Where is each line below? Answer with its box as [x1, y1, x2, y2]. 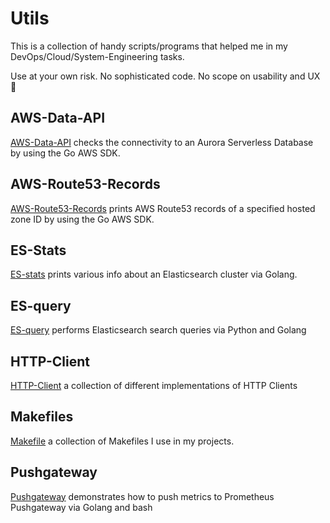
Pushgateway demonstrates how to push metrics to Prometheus [10, 490, 275, 502]
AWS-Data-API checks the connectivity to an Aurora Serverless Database [10, 136, 314, 148]
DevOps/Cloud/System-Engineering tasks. [10, 50, 185, 62]
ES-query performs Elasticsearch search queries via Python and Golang [10, 324, 307, 336]
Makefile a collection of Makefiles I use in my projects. [10, 435, 235, 447]
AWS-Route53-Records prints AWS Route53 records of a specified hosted [10, 202, 316, 214]
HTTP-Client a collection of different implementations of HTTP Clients [10, 380, 298, 391]
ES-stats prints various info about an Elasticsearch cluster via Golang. [10, 268, 298, 281]
